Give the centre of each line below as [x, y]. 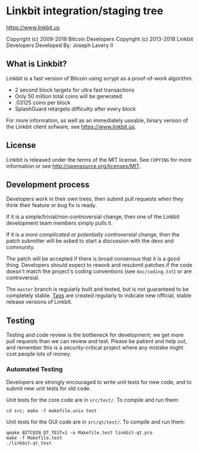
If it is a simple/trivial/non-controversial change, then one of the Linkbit [93, 217]
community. [20, 247]
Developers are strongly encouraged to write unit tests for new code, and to [99, 382]
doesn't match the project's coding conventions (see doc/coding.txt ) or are [99, 271]
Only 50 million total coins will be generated [68, 96]
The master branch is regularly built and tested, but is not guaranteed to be [97, 289]
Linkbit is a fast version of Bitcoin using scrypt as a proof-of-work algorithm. [99, 78]
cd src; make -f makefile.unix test [51, 411]
